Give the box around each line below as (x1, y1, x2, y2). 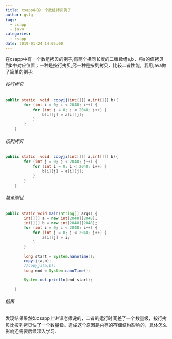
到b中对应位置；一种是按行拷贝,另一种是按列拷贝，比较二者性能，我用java (5, 62, 162, 68)
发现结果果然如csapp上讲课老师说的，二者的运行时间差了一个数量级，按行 (5, 315, 163, 322)
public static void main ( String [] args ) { (5, 211, 98, 216)
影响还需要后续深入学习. (5, 328, 56, 334)
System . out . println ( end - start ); (24, 277, 93, 283)
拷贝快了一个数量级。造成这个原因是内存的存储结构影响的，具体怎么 (23, 322, 167, 328)
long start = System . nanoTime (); (24, 254, 95, 259)
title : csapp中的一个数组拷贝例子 (5, 7, 71, 13)
